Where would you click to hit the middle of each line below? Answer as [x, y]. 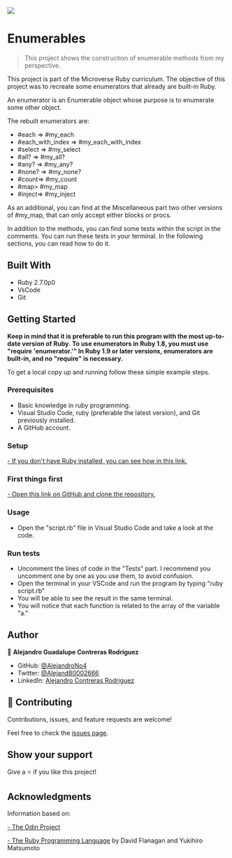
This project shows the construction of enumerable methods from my [124, 58]
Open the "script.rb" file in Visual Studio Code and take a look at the [115, 528]
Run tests [24, 553]
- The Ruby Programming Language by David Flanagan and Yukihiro [105, 841]
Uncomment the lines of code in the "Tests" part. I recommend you [114, 569]
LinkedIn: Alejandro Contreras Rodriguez [76, 680]
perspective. [42, 65]
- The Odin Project [34, 827]
